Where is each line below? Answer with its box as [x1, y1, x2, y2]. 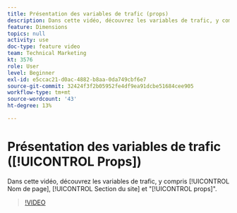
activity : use [7, 37, 49, 44]
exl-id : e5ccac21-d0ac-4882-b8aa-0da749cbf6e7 [7, 75, 147, 83]
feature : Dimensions [7, 23, 68, 30]
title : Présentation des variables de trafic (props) [7, 10, 169, 18]
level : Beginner [7, 69, 55, 76]
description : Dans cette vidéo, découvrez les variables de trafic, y [7, 17, 219, 24]
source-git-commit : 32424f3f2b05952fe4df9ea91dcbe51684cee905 [7, 83, 194, 90]
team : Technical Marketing [7, 50, 87, 57]
